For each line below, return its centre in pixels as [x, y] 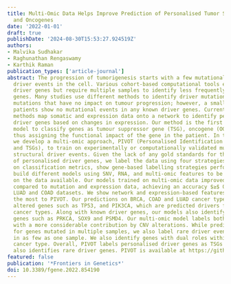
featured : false [30, 257]
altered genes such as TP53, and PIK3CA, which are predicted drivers [117, 206]
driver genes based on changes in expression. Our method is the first [118, 122]
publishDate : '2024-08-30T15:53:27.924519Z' [72, 39]
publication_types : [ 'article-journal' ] [66, 71]
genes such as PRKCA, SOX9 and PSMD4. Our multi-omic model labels [112, 219]
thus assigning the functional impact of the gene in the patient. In [117, 135]
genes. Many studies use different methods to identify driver [106, 97]
